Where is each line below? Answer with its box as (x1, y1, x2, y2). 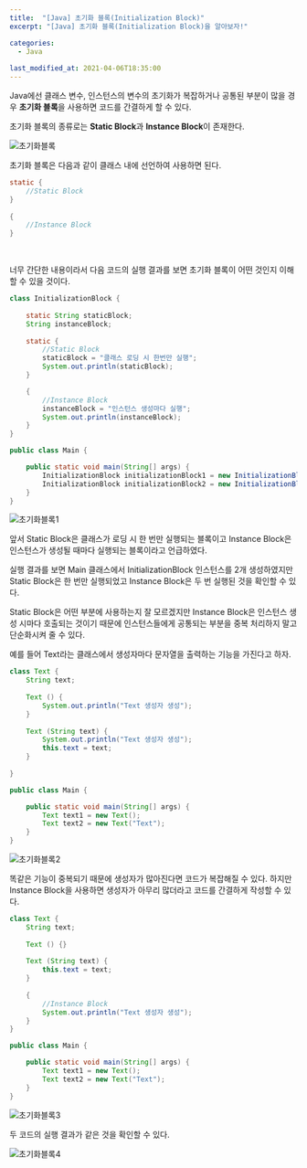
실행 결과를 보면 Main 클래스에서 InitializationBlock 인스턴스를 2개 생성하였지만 (9, 564, 294, 576)
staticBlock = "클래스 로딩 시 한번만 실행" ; (42, 354, 197, 363)
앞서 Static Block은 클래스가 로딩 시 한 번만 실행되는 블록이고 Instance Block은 (9, 534, 292, 545)
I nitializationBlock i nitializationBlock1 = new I (42, 471, 239, 480)
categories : (9, 38, 55, 48)
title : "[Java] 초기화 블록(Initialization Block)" (9, 13, 206, 23)
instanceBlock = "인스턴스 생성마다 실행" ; (42, 404, 192, 413)
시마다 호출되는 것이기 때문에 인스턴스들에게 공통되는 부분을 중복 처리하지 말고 (18, 618, 298, 629)
